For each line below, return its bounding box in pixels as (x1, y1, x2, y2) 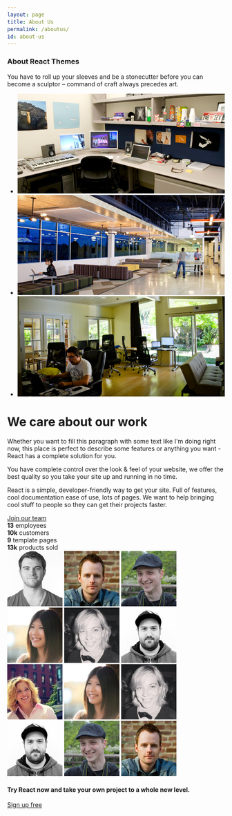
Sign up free (7, 801, 43, 809)
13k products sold (7, 543, 59, 552)
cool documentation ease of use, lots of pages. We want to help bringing (7, 493, 214, 502)
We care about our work (7, 415, 148, 430)
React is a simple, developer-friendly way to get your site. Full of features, (7, 486, 217, 494)
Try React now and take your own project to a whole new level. (7, 785, 190, 794)
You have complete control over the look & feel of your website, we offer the (7, 465, 224, 473)
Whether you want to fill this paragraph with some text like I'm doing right (7, 437, 216, 446)
